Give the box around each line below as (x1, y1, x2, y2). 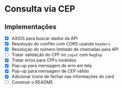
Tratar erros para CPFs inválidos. (11, 57, 77, 63)
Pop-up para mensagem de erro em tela (11, 63, 92, 69)
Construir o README (11, 79, 53, 85)
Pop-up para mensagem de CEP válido (11, 68, 89, 74)
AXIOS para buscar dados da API (11, 35, 78, 41)
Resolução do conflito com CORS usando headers (11, 41, 111, 47)
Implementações (4, 23, 57, 31)
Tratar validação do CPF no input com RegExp (11, 52, 103, 58)
